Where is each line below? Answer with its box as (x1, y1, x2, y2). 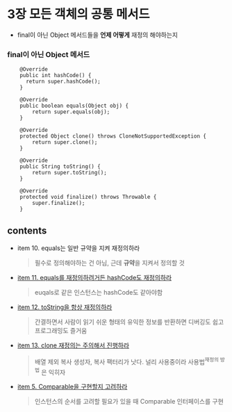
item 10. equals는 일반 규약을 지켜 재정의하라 (17, 244, 140, 252)
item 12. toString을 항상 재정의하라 (17, 303, 113, 311)
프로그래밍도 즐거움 (34, 327, 88, 335)
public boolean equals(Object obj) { (19, 102, 129, 110)
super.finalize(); (32, 199, 85, 207)
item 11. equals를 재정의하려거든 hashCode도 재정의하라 (17, 274, 172, 282)
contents (7, 224, 47, 236)
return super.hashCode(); (25, 78, 101, 85)
